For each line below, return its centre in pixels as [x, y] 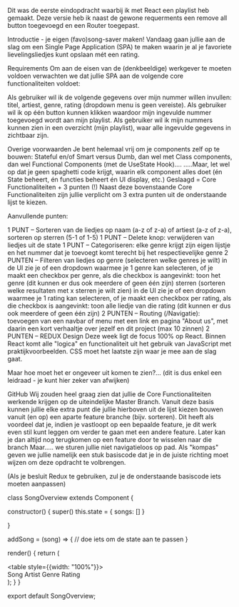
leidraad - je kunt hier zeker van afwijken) [68, 380]
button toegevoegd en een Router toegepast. [73, 25]
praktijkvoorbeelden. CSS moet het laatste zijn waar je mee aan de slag [112, 351]
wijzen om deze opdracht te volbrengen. [67, 462]
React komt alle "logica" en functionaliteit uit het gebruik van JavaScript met [119, 343]
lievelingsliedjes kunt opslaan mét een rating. [73, 54]
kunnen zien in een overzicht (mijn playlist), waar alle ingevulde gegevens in [119, 127]
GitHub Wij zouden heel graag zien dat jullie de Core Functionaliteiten [110, 394]
